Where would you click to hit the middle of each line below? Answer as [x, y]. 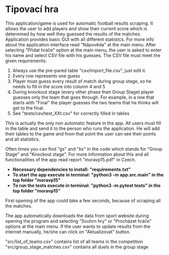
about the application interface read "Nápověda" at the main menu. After [81, 44]
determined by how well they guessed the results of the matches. [73, 34]
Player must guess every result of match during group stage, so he [82, 81]
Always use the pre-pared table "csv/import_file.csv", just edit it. [79, 70]
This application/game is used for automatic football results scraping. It [79, 23]
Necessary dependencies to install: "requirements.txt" [72, 169]
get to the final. [28, 108]
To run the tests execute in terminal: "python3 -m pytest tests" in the [87, 185]
